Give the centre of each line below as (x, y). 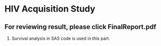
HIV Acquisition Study (50, 9)
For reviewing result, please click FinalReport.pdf (80, 27)
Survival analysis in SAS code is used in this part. (61, 38)
